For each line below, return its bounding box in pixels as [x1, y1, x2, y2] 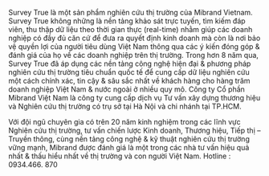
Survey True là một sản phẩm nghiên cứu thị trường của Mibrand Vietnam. [8, 8, 253, 17]
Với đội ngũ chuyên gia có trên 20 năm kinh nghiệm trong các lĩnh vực [8, 117, 241, 126]
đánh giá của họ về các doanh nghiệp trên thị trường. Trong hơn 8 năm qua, [8, 51, 259, 59]
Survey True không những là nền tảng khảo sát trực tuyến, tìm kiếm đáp [8, 16, 247, 26]
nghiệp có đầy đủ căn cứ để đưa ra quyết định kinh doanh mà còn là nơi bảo [8, 33, 261, 43]
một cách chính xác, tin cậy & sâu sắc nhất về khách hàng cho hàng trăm [8, 76, 251, 85]
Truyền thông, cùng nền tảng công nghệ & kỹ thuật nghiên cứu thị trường [8, 134, 251, 144]
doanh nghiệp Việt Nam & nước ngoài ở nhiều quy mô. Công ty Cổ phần [8, 84, 245, 94]
